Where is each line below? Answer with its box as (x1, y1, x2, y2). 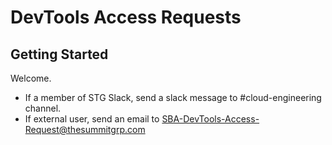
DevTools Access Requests (10, 6, 242, 29)
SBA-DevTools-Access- (161, 113, 260, 125)
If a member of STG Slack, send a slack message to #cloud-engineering (24, 92, 322, 103)
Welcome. (10, 72, 52, 84)
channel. (24, 102, 62, 114)
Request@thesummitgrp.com (24, 124, 146, 135)
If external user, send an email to (24, 113, 160, 125)
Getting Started (10, 46, 109, 63)
